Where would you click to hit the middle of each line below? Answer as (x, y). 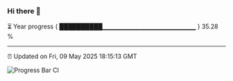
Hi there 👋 (24, 11)
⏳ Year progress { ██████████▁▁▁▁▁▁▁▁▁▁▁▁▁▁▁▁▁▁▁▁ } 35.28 (113, 26)
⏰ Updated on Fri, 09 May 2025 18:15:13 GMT (72, 56)
